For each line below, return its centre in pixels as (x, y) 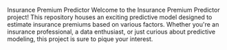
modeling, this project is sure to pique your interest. (80, 39)
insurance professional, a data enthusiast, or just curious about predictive (111, 32)
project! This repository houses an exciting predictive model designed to (110, 17)
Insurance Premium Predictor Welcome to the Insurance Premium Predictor (113, 10)
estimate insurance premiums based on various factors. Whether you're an (113, 24)
